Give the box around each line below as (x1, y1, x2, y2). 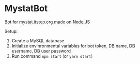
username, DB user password (11, 48, 71, 54)
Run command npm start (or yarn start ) (11, 53, 93, 59)
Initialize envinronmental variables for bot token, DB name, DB (11, 43, 135, 48)
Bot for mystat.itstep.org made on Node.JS (4, 19, 90, 25)
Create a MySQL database (11, 37, 64, 44)
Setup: (4, 28, 18, 34)
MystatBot (4, 3, 48, 14)
